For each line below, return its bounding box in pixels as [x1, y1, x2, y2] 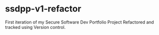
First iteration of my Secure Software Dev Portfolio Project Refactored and [5, 19, 154, 25]
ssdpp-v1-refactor [5, 3, 82, 14]
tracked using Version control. [5, 24, 66, 30]
